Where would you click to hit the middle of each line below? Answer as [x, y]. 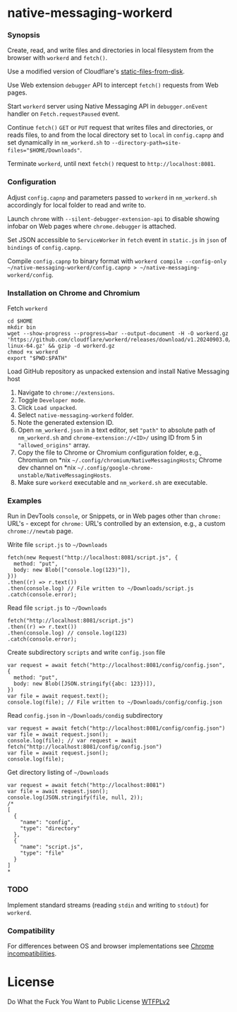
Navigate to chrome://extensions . [66, 392]
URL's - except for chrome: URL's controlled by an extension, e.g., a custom [116, 524]
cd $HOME [20, 321]
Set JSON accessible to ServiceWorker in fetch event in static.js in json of [117, 240]
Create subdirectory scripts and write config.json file [86, 652]
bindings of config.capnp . [45, 247]
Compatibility [31, 931]
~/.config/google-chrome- [115, 468]
